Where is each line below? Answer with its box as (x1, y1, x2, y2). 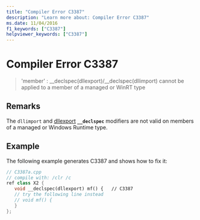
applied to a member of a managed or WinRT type (20, 84, 146, 91)
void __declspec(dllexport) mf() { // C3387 (14, 186, 134, 192)
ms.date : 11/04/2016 (6, 20, 58, 26)
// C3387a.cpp (6, 169, 42, 175)
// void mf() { (14, 197, 52, 203)
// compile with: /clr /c (6, 175, 71, 181)
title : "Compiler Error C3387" (6, 8, 85, 15)
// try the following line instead (14, 192, 104, 198)
